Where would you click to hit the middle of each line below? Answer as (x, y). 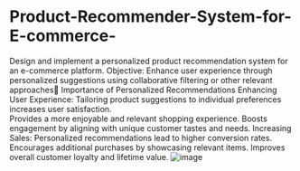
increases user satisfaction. (61, 109)
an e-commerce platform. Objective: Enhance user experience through (141, 71)
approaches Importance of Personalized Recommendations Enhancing (143, 90)
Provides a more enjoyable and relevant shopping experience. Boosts (139, 119)
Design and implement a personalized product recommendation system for (149, 61)
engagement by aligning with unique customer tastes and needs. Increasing (150, 128)
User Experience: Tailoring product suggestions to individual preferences (145, 99)
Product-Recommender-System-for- (150, 17)
